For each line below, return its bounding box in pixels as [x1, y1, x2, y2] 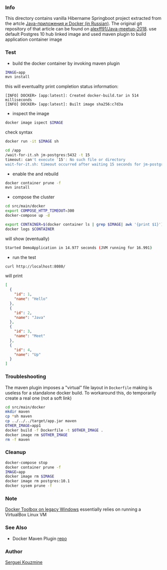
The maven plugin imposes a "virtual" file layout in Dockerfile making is [5, 384, 153, 390]
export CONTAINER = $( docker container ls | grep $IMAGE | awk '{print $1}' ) [5, 222, 164, 227]
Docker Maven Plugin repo [12, 535, 67, 542]
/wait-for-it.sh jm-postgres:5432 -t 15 [5, 152, 90, 157]
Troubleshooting [5, 373, 46, 380]
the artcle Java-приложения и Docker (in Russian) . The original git [5, 20, 143, 26]
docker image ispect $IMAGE [5, 120, 64, 126]
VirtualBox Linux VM [5, 512, 47, 518]
